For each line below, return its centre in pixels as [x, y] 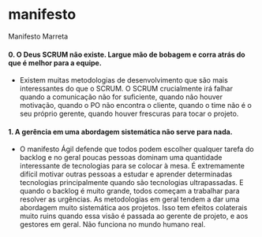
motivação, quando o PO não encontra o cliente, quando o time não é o [136, 106]
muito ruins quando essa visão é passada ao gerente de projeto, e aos [134, 216]
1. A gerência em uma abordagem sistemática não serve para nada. [120, 131]
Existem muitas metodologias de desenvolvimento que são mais [124, 80]
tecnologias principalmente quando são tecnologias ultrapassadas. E [131, 183]
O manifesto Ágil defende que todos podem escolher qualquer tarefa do [137, 149]
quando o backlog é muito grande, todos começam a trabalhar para [129, 191]
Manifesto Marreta [38, 36]
